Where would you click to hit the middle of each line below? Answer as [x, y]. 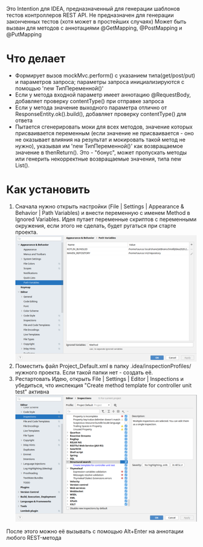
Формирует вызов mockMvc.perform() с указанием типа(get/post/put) [105, 75]
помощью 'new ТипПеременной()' [59, 88]
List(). [22, 165]
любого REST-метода [34, 537]
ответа [24, 120]
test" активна [32, 391]
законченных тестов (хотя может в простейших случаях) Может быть [96, 21]
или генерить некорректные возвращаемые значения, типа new [98, 159]
